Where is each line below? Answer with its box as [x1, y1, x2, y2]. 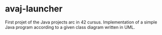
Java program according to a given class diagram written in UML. [5, 24, 135, 30]
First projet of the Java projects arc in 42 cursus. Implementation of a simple [5, 19, 157, 25]
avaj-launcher [5, 3, 63, 14]
